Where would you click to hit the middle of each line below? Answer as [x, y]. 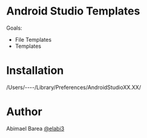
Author [24, 112]
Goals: [14, 28]
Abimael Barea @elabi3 [35, 128]
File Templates [33, 39]
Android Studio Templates [73, 11]
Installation [35, 71]
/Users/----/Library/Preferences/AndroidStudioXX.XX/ [73, 87]
